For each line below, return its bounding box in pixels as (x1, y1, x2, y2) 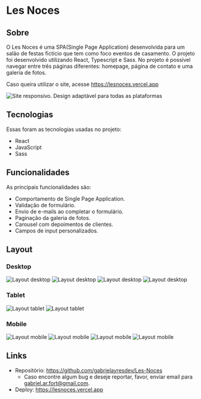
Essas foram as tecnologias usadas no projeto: (6, 126, 122, 133)
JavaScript (14, 144, 42, 151)
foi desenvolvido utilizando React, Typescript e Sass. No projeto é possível (6, 56, 191, 63)
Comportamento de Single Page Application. (14, 195, 125, 202)
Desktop (6, 262, 32, 270)
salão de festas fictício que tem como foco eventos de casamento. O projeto (6, 50, 195, 57)
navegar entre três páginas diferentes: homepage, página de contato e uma (6, 62, 193, 70)
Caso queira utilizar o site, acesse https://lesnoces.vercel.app (6, 81, 159, 88)
